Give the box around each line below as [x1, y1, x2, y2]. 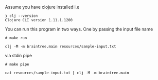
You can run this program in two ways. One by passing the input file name [5, 26, 153, 32]
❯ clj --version [5, 14, 38, 18]
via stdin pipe [5, 53, 32, 58]
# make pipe [5, 62, 29, 67]
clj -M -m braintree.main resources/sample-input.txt [5, 44, 117, 49]
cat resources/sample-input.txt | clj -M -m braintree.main [5, 70, 130, 75]
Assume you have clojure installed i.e [5, 4, 80, 10]
